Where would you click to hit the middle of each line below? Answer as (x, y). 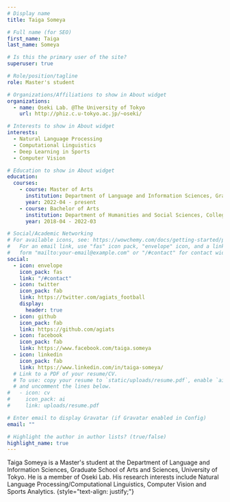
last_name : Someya (33, 45)
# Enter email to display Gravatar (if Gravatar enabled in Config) (107, 418)
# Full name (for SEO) (39, 32)
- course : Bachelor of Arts (59, 209)
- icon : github (35, 316)
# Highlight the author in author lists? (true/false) (87, 437)
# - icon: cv (29, 393)
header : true (44, 310)
